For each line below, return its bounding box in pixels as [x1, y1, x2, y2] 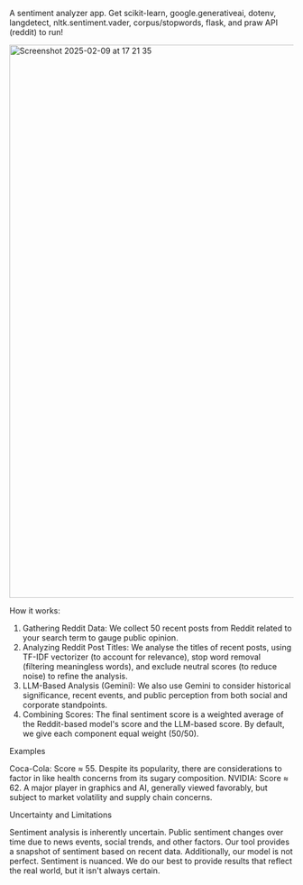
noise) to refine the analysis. [22, 671, 128, 681]
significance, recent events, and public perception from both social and [22, 690, 289, 700]
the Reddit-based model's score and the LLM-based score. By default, [22, 719, 285, 729]
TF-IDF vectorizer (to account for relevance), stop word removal [22, 651, 262, 662]
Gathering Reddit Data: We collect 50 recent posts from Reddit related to [22, 622, 292, 633]
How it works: [9, 605, 61, 616]
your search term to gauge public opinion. [22, 632, 179, 643]
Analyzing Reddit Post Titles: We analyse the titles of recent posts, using [22, 642, 292, 652]
